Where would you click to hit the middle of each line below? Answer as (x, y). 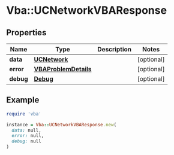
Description (115, 49)
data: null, (27, 130)
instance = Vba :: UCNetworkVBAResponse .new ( (61, 124)
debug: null (27, 141)
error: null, (28, 136)
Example (23, 100)
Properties (26, 33)
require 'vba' (24, 114)
